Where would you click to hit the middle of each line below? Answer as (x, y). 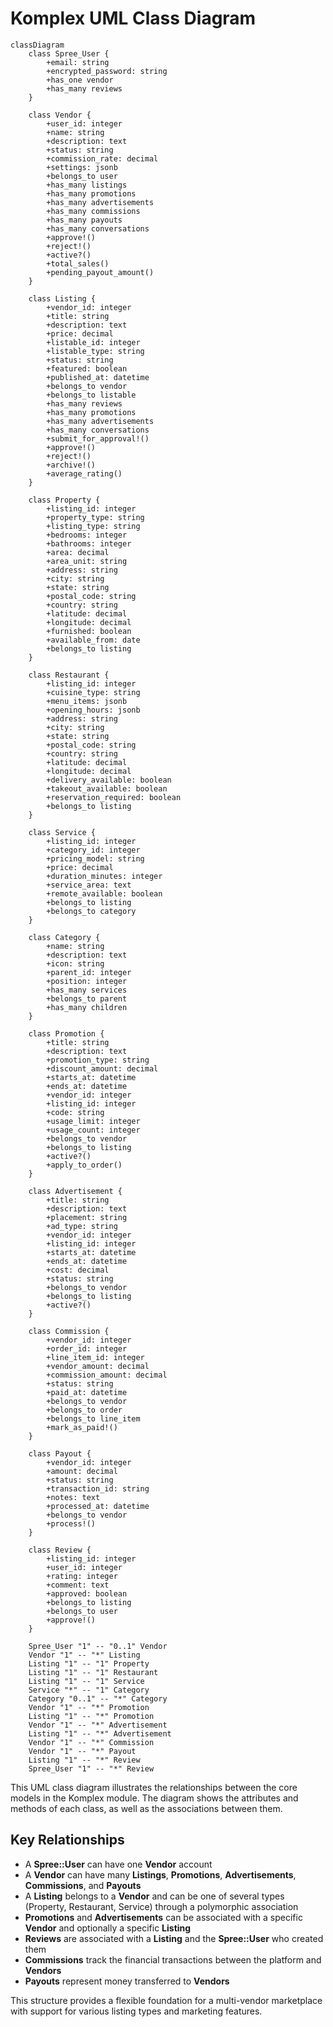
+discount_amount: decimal (102, 1068)
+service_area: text (89, 885)
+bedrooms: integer (87, 535)
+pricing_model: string (95, 858)
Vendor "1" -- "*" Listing (84, 1655)
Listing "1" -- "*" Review (84, 1760)
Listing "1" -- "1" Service (86, 1681)
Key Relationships (67, 1840)
